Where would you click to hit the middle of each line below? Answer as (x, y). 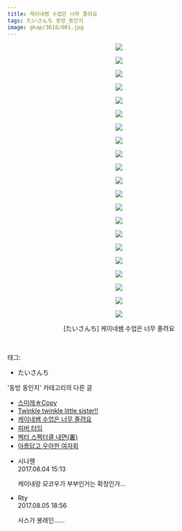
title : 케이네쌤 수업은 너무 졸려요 (52, 14)
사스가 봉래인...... (41, 520)
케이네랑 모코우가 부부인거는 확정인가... (72, 484)
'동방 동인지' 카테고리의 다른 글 (50, 388)
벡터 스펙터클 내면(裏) (47, 437)
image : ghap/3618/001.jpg (45, 27)
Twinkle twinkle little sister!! (58, 411)
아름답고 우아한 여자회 (48, 446)
